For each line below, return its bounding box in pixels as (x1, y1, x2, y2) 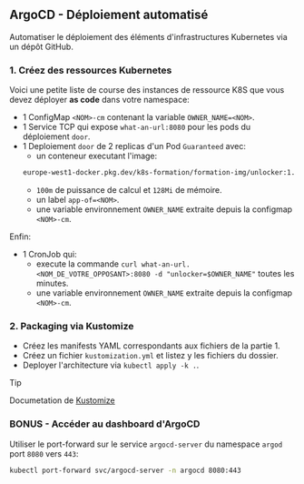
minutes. (35, 277, 69, 288)
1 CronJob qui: (22, 248, 77, 259)
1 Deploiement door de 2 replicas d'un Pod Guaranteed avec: (22, 141, 247, 152)
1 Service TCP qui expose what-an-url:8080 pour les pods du (22, 122, 251, 133)
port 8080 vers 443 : (9, 448, 79, 459)
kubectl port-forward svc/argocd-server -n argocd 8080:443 (9, 466, 242, 475)
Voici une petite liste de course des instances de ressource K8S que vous (9, 85, 285, 96)
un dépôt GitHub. (9, 41, 74, 52)
